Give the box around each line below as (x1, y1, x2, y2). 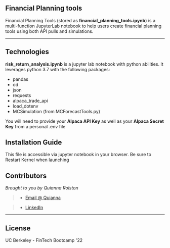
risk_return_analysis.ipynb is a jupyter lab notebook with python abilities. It (5, 61, 163, 67)
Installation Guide (5, 138, 62, 147)
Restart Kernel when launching (5, 157, 69, 163)
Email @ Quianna (25, 194, 61, 201)
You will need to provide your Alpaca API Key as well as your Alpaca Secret (5, 118, 164, 124)
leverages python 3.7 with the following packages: (5, 66, 110, 72)
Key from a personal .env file (5, 123, 66, 129)
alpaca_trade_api (12, 97, 48, 104)
